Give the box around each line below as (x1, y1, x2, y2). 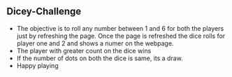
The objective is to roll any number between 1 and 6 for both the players (16, 24, 224, 32)
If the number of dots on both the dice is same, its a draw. (16, 54, 183, 62)
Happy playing (16, 61, 59, 69)
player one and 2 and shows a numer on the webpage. (16, 38, 174, 48)
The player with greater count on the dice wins (16, 46, 152, 55)
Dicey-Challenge (6, 6, 82, 17)
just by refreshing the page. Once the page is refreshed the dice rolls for (16, 31, 226, 40)
